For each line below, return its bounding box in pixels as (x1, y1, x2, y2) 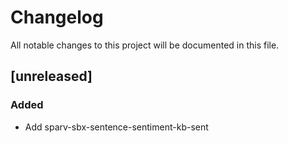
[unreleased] (10, 68, 93, 85)
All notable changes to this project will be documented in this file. (10, 39, 280, 51)
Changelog (10, 6, 104, 29)
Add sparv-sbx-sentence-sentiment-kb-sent (24, 121, 209, 133)
